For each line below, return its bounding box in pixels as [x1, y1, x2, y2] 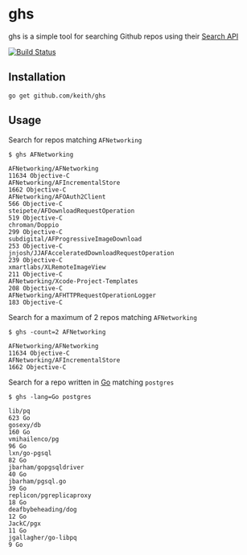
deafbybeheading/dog [8, 505, 78, 513]
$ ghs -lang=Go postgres [8, 393, 92, 401]
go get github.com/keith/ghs [8, 92, 106, 100]
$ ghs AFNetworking [8, 150, 74, 158]
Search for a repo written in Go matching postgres [8, 377, 175, 387]
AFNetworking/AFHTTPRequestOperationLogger [8, 291, 157, 299]
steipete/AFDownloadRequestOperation [8, 207, 135, 215]
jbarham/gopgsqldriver [8, 463, 84, 471]
